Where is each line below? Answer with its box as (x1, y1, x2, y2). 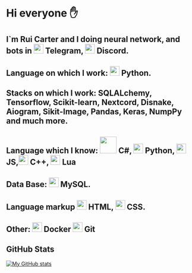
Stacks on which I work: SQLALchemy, (6, 88, 152, 99)
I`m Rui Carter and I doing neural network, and (6, 34, 180, 44)
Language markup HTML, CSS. (6, 202, 146, 212)
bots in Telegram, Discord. (6, 46, 129, 56)
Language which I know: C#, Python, (6, 145, 175, 155)
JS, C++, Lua (6, 157, 76, 167)
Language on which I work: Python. (6, 68, 152, 78)
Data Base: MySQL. (6, 179, 91, 189)
